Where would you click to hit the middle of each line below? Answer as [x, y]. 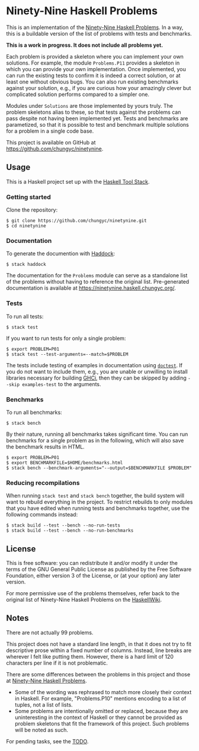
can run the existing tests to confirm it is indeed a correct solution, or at [93, 75]
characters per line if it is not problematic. [57, 663]
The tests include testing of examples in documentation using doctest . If [94, 365]
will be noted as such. [41, 730]
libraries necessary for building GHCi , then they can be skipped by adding [96, 378]
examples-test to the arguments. [62, 384]
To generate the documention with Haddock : [61, 253]
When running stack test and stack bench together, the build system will [95, 496]
